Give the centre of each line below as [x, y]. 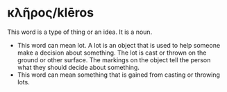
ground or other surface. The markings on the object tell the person [114, 59]
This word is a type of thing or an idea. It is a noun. [80, 32]
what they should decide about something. [78, 67]
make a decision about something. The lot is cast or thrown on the [112, 53]
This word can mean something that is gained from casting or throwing [119, 75]
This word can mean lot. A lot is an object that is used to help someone [119, 45]
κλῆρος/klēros [51, 13]
